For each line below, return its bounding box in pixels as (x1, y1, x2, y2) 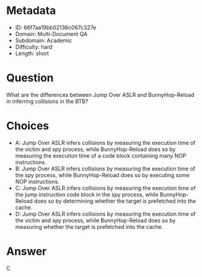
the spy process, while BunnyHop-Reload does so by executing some (15, 171, 190, 178)
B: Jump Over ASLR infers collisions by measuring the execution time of (15, 165, 196, 172)
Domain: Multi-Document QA (15, 30, 88, 37)
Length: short (15, 49, 49, 57)
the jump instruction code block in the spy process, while (15, 191, 159, 198)
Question (6, 71, 54, 85)
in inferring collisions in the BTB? (6, 97, 88, 105)
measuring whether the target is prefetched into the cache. (15, 223, 164, 230)
